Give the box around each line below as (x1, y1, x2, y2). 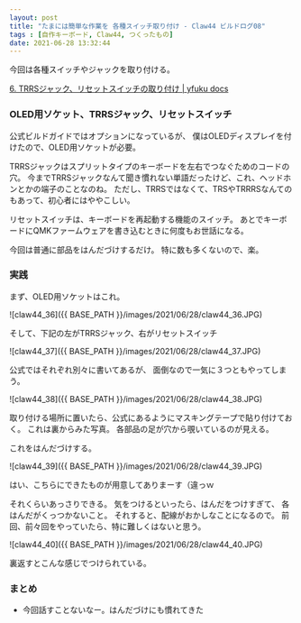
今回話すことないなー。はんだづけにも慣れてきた (22, 605, 205, 616)
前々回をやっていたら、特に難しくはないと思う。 (24, 520, 206, 532)
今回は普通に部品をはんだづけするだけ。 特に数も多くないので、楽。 (9, 244, 264, 255)
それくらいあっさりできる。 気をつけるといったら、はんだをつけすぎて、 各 (9, 498, 290, 509)
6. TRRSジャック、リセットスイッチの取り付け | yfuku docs (9, 83, 229, 95)
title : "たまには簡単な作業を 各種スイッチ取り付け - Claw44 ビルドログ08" (9, 22, 266, 31)
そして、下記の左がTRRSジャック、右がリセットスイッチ (9, 327, 218, 338)
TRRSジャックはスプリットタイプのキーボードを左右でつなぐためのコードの (9, 160, 290, 171)
